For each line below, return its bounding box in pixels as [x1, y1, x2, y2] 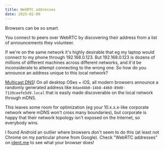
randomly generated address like [5, 84, 72, 90]
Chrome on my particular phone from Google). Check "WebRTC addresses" [5, 134, 158, 140]
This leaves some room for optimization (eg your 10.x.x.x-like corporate [5, 104, 149, 110]
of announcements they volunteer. [5, 39, 74, 45]
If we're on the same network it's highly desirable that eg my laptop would [5, 49, 155, 55]
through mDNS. [5, 94, 37, 100]
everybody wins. [5, 120, 39, 126]
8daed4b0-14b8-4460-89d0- [72, 85, 126, 90]
